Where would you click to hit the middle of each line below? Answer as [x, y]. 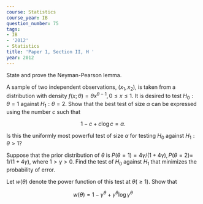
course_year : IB [27, 18]
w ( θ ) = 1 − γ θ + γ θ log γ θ [103, 194]
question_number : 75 [33, 23]
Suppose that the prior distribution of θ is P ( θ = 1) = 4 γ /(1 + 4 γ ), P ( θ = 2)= [100, 155]
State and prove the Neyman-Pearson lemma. [64, 75]
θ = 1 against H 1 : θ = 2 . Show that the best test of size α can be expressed [102, 104]
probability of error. [31, 170]
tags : [13, 29]
